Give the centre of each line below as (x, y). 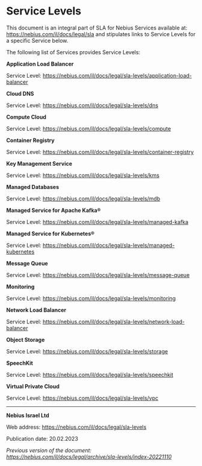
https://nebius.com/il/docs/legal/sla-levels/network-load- (114, 322)
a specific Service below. (37, 40)
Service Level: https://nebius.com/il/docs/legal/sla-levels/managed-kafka (97, 222)
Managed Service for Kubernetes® (50, 234)
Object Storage (26, 340)
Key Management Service (39, 163)
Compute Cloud (26, 117)
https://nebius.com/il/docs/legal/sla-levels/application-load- (117, 75)
